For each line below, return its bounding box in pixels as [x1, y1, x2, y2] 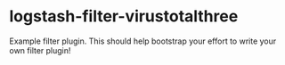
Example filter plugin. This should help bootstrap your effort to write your [9, 36, 277, 46]
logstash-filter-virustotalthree [9, 6, 239, 27]
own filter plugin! [9, 45, 71, 55]
